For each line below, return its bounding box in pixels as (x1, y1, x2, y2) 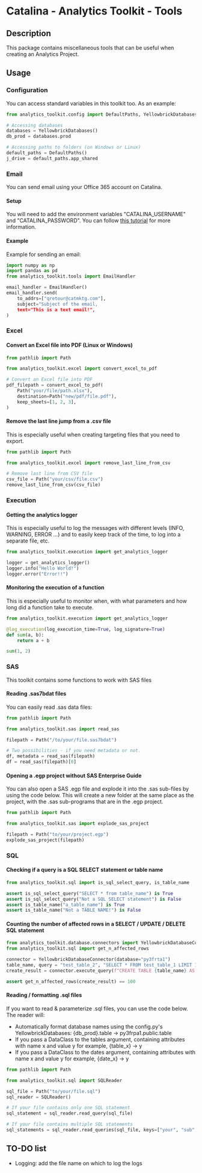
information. (6, 223, 37, 231)
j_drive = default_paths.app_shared (6, 155, 98, 161)
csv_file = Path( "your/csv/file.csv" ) (6, 476, 103, 482)
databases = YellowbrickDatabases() (6, 128, 98, 134)
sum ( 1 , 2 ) (6, 649, 31, 655)
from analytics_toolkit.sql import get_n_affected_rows (6, 945, 149, 952)
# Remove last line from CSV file (6, 471, 93, 477)
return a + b (17, 637, 50, 644)
